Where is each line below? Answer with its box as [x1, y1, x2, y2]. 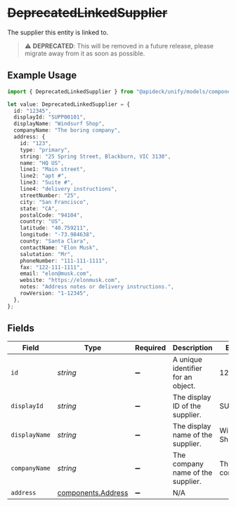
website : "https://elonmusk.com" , [20, 277, 121, 284]
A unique [172, 355, 202, 365]
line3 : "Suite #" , [20, 179, 74, 187]
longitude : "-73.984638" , [20, 231, 96, 238]
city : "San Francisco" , [20, 198, 90, 205]
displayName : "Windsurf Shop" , [13, 121, 105, 128]
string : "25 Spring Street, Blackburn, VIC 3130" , [20, 153, 171, 160]
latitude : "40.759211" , [20, 224, 90, 232]
